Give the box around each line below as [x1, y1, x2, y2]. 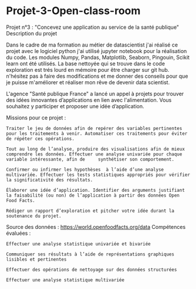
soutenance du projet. [6, 213, 62, 219]
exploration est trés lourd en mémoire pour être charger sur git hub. [6, 66, 170, 73]
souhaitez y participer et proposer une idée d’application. [6, 102, 144, 109]
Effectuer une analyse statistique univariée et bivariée [6, 241, 151, 247]
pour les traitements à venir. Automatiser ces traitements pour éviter [6, 131, 188, 137]
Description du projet [6, 29, 58, 36]
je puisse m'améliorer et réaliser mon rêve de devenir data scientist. [6, 78, 170, 86]
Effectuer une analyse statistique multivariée [6, 277, 125, 283]
